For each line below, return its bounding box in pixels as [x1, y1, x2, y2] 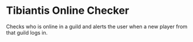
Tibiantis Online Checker [6, 4, 130, 17]
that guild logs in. [6, 29, 48, 36]
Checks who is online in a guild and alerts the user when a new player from [6, 23, 188, 30]
